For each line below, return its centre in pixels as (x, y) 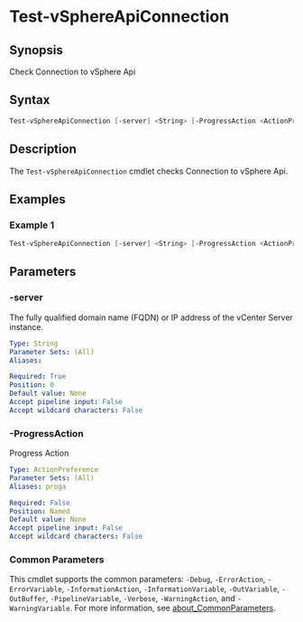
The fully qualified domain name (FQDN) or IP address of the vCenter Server (151, 317)
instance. (27, 326)
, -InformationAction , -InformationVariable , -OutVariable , (171, 589)
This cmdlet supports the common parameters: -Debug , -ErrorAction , (138, 580)
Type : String (34, 344)
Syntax (30, 100)
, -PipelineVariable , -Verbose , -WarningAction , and (141, 598)
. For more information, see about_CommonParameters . (173, 608)
